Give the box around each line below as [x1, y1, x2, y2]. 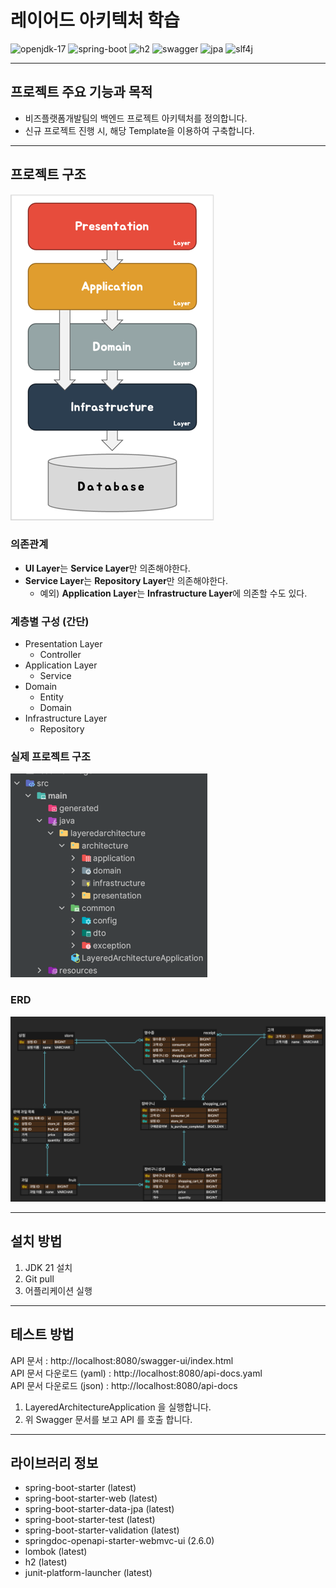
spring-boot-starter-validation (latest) [24, 1524, 180, 1536]
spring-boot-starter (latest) [24, 1482, 137, 1494]
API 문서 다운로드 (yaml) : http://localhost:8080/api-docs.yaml [10, 1367, 263, 1379]
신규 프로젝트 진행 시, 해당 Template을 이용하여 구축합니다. [24, 124, 255, 136]
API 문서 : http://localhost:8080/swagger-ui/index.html [10, 1354, 234, 1366]
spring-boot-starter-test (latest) [24, 1514, 156, 1526]
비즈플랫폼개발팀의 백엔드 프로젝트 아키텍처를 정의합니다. [24, 112, 248, 124]
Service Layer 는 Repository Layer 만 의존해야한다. [24, 574, 228, 586]
